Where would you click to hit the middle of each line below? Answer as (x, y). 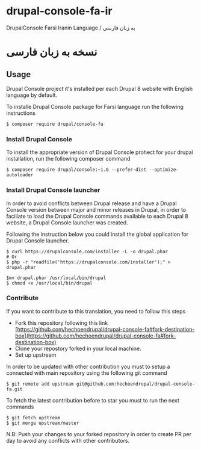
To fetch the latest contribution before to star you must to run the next (93, 400)
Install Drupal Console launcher (53, 190)
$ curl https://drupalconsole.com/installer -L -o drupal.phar (87, 251)
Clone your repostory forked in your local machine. (78, 348)
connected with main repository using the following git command (87, 373)
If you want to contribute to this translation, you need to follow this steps (96, 311)
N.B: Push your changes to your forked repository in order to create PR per (99, 434)
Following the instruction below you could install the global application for (97, 234)
